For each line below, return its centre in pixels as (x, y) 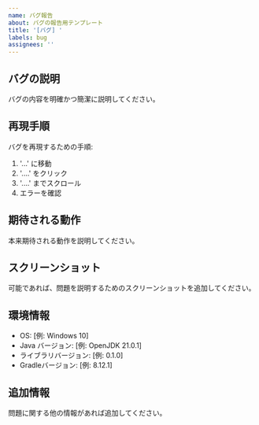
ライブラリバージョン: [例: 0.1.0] (71, 356)
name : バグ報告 (31, 15)
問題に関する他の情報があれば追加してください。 (87, 413)
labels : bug (28, 37)
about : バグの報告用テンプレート (56, 23)
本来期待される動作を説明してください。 (74, 240)
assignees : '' (31, 45)
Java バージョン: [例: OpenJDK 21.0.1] (80, 346)
